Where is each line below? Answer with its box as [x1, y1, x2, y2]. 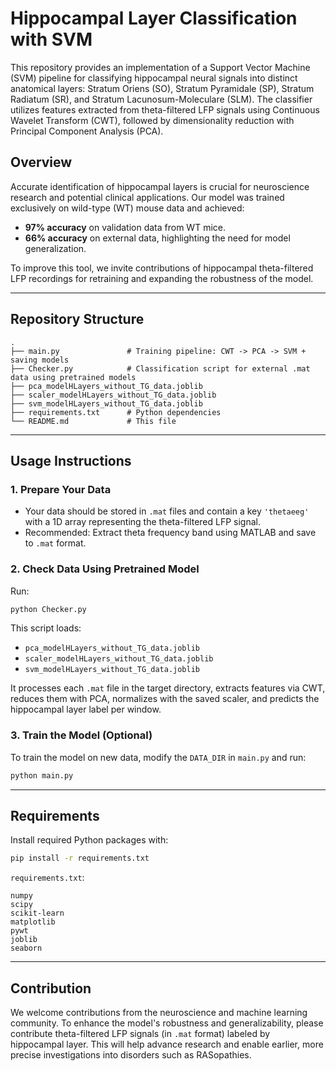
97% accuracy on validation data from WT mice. [24, 221, 226, 233]
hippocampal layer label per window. [10, 703, 162, 716]
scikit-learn [10, 908, 65, 919]
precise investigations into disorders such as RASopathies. [10, 1049, 252, 1061]
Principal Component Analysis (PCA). [10, 125, 164, 137]
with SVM [10, 28, 93, 51]
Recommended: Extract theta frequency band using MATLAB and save [24, 527, 317, 539]
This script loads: [10, 622, 82, 634]
